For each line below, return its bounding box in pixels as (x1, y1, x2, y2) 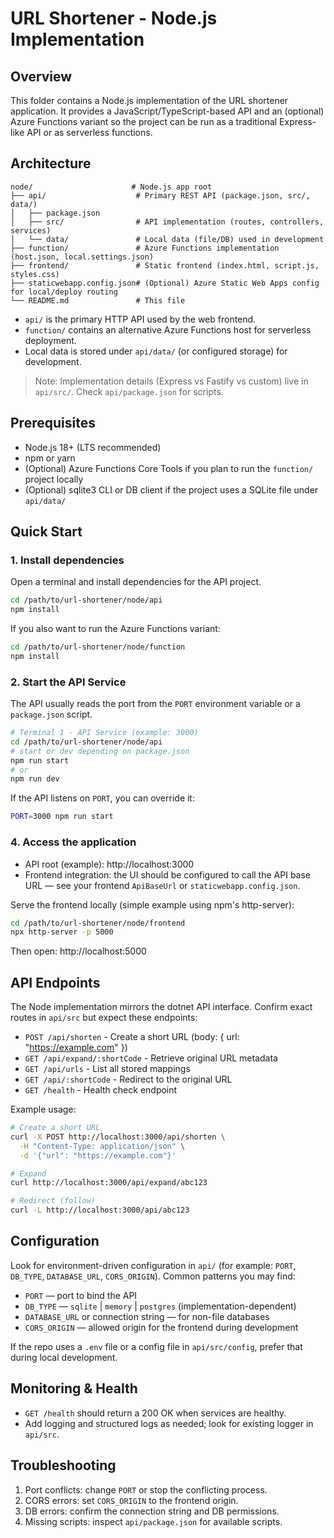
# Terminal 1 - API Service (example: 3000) (10, 728, 199, 738)
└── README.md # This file (10, 295, 186, 306)
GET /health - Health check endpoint (24, 1084, 178, 1096)
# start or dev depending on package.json (10, 746, 190, 756)
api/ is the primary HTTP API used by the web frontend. (24, 313, 257, 325)
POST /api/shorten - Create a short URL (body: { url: (24, 1031, 240, 1043)
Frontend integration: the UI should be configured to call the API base (24, 868, 311, 881)
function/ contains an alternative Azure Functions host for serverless (24, 323, 312, 336)
